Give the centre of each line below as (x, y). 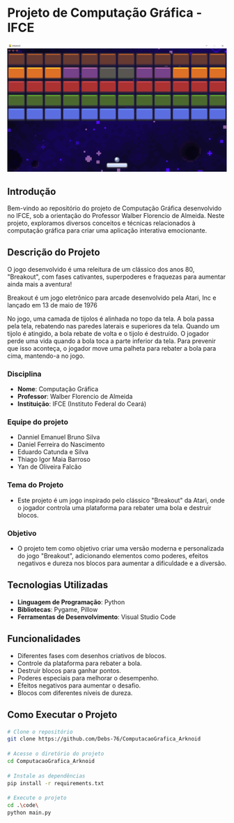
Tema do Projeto (36, 485)
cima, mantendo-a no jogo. (46, 356)
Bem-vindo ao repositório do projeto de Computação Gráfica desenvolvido (115, 208)
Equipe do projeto (38, 422)
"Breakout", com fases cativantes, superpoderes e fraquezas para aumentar (117, 277)
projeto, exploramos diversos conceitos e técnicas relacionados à (102, 223)
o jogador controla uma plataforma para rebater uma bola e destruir (114, 507)
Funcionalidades (44, 639)
